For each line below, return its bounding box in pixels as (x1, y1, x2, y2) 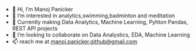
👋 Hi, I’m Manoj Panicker (12, 6, 73, 13)
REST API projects (12, 25, 58, 32)
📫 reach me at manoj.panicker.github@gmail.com (12, 38, 138, 45)
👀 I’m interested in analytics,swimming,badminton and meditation (12, 12, 175, 19)
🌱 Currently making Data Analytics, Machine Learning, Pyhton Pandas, (12, 19, 189, 25)
